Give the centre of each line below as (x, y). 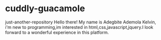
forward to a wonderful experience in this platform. (57, 32)
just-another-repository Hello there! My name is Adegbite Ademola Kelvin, (80, 22)
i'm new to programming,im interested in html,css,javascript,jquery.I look (79, 27)
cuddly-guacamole (45, 9)
